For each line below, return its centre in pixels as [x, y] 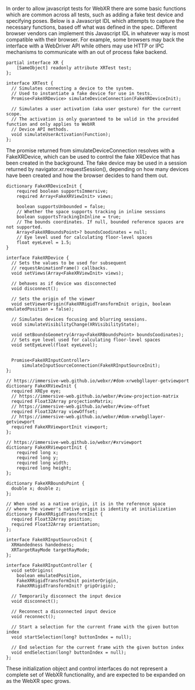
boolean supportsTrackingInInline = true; [69, 217]
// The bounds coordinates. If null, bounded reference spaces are [100, 222]
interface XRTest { [30, 83]
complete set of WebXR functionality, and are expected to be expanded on [96, 675]
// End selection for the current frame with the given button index [97, 647]
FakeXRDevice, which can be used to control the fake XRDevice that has [93, 157]
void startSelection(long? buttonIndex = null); [72, 637]
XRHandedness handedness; [43, 545]
